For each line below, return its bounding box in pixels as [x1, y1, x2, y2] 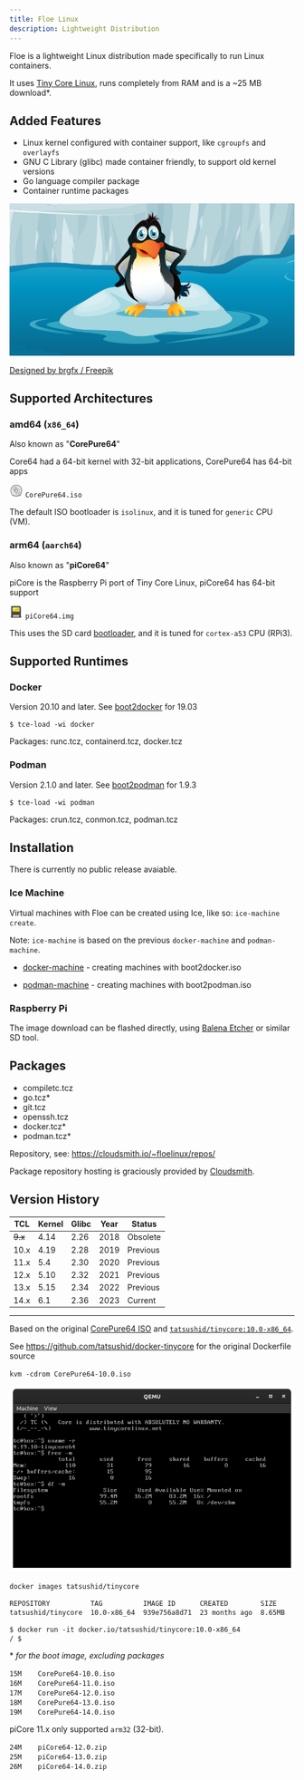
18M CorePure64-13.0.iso [9, 1698, 116, 1707]
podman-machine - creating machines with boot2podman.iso [22, 979, 252, 990]
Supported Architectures [9, 391, 154, 406]
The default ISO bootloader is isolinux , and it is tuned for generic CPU [9, 507, 273, 518]
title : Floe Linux [9, 15, 79, 24]
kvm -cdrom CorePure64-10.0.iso [9, 1369, 131, 1379]
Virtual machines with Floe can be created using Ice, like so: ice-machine [9, 907, 280, 918]
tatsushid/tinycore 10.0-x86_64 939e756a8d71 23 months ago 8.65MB [9, 1608, 285, 1617]
